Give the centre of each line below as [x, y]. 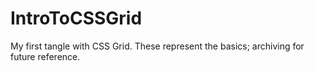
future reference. [45, 56]
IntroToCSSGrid [76, 18]
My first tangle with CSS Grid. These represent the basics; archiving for [157, 46]
